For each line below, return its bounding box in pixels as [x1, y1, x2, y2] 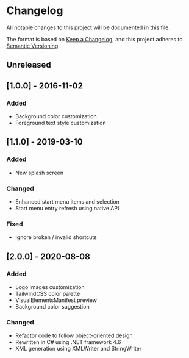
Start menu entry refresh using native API [15, 205, 119, 212]
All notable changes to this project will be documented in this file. [6, 24, 171, 31]
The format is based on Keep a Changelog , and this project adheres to [6, 35, 183, 43]
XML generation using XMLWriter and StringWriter [15, 345, 142, 353]
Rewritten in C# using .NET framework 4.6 [15, 338, 121, 346]
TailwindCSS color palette [15, 290, 80, 297]
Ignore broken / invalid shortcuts [15, 234, 98, 241]
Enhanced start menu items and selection [15, 198, 120, 205]
